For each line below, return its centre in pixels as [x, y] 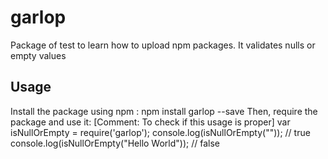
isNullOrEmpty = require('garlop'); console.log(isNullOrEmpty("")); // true [160, 132]
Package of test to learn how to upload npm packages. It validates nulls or [163, 45]
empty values [38, 55]
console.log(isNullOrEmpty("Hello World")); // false [115, 143]
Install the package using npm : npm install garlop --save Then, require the [164, 111]
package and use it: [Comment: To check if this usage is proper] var [150, 122]
